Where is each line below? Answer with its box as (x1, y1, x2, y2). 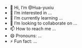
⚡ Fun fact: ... (9, 38, 37, 44)
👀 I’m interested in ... (9, 10, 52, 16)
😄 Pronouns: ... (9, 33, 42, 39)
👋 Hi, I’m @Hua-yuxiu (9, 5, 54, 10)
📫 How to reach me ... (9, 26, 56, 31)
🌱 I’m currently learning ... (9, 15, 63, 21)
